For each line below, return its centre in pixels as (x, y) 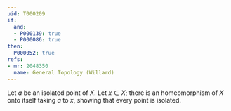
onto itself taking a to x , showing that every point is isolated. (94, 100)
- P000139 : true (37, 33)
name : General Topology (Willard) (64, 72)
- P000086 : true (37, 40)
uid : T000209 (26, 14)
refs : (15, 60)
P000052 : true (34, 53)
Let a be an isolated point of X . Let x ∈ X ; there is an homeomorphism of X (115, 93)
